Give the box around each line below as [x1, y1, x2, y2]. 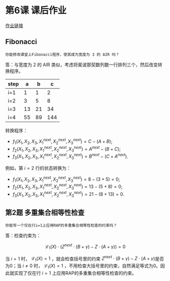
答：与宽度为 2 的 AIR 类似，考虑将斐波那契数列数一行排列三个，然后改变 [5, 62, 158, 68]
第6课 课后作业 [5, 5, 67, 16]
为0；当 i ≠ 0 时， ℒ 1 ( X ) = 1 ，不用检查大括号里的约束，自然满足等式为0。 [5, 263, 161, 270]
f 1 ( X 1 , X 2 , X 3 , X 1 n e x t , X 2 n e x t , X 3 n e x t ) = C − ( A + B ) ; [12, 137, 113, 146]
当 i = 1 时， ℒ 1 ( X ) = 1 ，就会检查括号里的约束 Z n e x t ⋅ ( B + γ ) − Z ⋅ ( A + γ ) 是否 [5, 255, 164, 263]
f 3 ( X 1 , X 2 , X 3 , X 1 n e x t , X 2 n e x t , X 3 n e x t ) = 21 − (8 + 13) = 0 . [12, 190, 124, 199]
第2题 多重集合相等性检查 [5, 208, 85, 217]
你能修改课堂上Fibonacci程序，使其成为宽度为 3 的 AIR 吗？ [5, 52, 120, 57]
